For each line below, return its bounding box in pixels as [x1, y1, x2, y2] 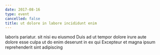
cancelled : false [5, 16, 40, 21]
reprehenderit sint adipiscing [5, 44, 63, 50]
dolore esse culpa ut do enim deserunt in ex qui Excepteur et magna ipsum [5, 39, 156, 45]
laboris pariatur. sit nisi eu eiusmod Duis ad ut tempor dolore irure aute [5, 34, 147, 40]
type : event [5, 12, 29, 17]
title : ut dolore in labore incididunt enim [5, 20, 97, 26]
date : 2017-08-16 [5, 7, 40, 12]
